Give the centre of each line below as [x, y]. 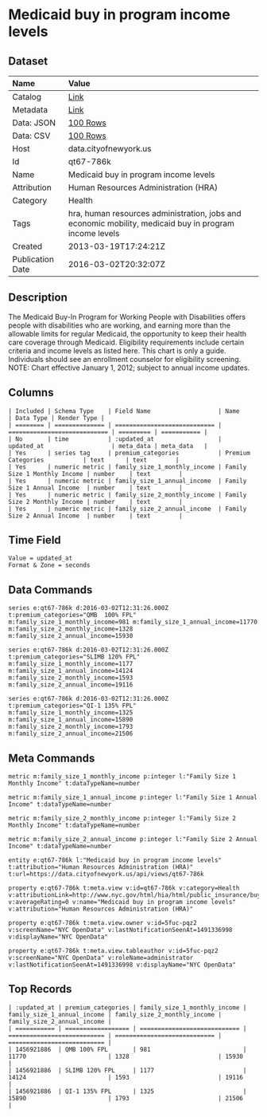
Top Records [40, 989]
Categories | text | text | [94, 460]
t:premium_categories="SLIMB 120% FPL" [74, 657]
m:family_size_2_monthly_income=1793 [71, 727]
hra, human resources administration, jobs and [155, 213]
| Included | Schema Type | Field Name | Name [124, 411]
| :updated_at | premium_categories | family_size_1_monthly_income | [128, 1007]
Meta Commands [52, 758]
